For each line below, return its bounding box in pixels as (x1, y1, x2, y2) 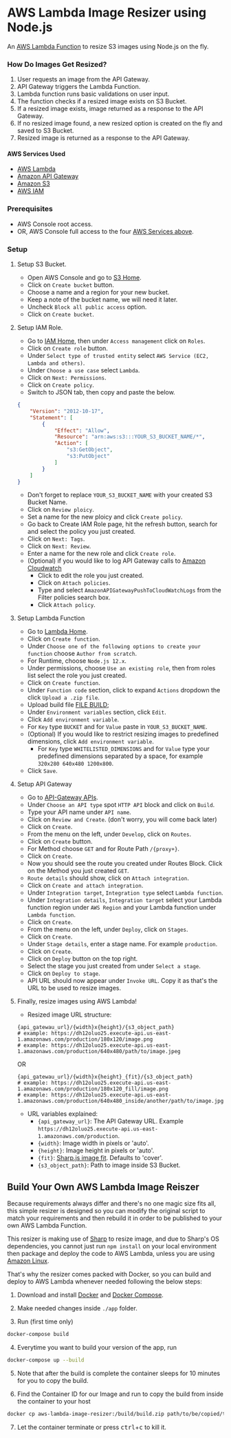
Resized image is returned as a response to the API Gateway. (16, 134, 190, 142)
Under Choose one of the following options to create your (27, 642, 201, 650)
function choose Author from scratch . (27, 650, 137, 658)
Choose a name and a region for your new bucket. (27, 288, 170, 297)
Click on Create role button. (27, 344, 109, 352)
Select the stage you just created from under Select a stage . (27, 962, 201, 970)
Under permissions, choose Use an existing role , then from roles (27, 664, 216, 672)
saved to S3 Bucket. (16, 126, 74, 135)
